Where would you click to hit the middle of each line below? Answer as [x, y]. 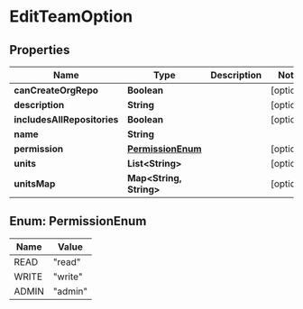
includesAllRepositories [66, 119]
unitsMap [35, 184]
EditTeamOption [71, 17]
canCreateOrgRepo [56, 90]
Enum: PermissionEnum [78, 221]
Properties [40, 50]
